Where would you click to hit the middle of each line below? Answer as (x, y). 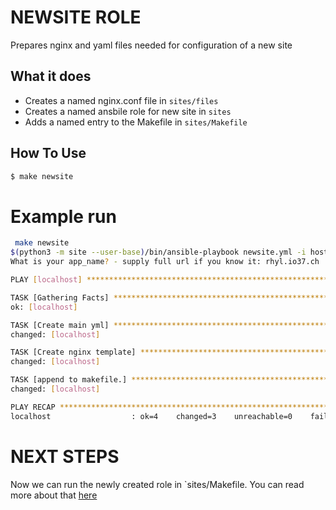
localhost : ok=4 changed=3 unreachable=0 (151, 416)
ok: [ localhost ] (44, 307)
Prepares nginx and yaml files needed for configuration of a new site (151, 45)
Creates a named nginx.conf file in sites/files (121, 100)
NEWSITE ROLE (76, 17)
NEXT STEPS (65, 456)
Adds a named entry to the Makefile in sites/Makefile (136, 122)
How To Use (48, 153)
